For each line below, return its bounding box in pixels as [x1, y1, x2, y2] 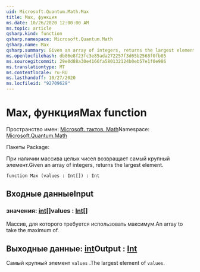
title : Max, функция [6, 14, 58, 20]
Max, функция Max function [6, 106, 147, 119]
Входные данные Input [6, 189, 94, 199]
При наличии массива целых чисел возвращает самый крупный [6, 155, 170, 162]
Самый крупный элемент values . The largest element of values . [6, 260, 165, 267]
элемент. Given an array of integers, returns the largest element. [6, 161, 164, 168]
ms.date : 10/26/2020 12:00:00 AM [6, 20, 89, 26]
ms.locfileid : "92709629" [6, 81, 70, 87]
